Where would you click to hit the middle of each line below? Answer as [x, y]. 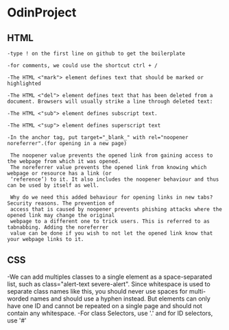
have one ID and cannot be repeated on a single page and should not [105, 305]
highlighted [24, 84]
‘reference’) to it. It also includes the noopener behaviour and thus [114, 179]
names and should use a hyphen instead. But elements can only [120, 299]
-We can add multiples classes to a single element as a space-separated [110, 277]
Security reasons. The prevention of [61, 203]
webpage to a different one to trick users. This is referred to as [110, 221]
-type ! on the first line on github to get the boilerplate [96, 53]
